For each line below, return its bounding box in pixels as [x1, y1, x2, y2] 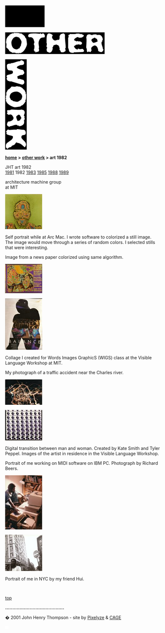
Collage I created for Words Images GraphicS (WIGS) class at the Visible [5, 355, 152, 360]
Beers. [5, 466, 19, 471]
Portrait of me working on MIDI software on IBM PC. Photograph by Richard [5, 460, 159, 466]
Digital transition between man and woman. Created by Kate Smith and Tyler [5, 445, 160, 451]
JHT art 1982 [5, 164, 32, 170]
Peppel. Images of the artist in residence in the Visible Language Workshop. [5, 451, 159, 456]
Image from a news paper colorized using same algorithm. [5, 254, 124, 260]
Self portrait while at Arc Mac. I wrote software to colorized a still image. [5, 234, 152, 240]
